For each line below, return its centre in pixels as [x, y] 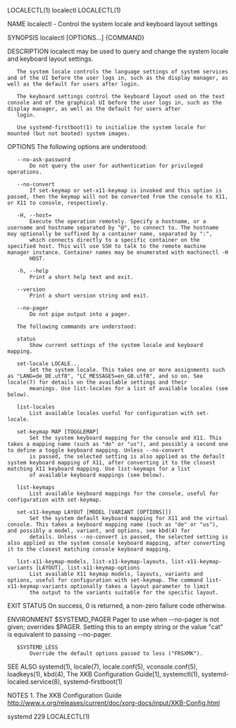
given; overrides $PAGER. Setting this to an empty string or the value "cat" [115, 627]
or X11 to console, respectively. [58, 203]
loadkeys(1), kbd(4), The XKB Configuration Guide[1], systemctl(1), [104, 674]
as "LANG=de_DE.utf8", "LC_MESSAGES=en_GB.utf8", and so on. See [105, 376]
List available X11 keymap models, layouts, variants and [116, 574]
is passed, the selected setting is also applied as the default [127, 457]
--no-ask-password [44, 160]
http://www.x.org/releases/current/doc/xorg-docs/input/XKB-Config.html [114, 703]
